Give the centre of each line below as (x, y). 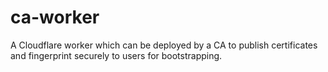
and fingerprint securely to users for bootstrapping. (116, 55)
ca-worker (55, 17)
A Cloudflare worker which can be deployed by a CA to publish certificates (164, 45)
